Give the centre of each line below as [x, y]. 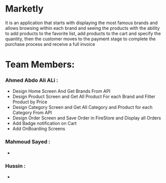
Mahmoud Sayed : [28, 142]
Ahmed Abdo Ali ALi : [32, 80]
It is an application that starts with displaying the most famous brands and [81, 23]
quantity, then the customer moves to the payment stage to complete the [80, 39]
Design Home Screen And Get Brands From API [61, 91]
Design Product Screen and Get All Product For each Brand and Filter [84, 97]
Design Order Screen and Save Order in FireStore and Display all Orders [87, 118]
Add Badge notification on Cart [44, 124]
